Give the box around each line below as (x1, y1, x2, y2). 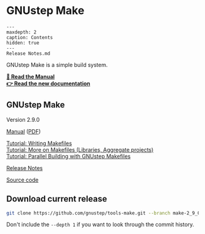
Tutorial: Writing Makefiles (6, 140, 72, 147)
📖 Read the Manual (6, 73, 55, 80)
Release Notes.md (6, 50, 51, 57)
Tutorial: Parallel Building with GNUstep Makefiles (6, 152, 131, 160)
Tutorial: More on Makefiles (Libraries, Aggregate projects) (6, 146, 154, 153)
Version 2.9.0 (6, 116, 40, 123)
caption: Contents (6, 34, 53, 40)
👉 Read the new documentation (6, 80, 90, 87)
